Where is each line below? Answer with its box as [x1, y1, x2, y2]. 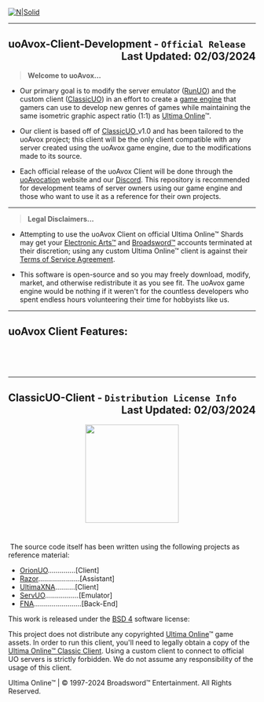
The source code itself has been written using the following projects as [9, 542, 240, 551]
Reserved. [8, 686, 42, 696]
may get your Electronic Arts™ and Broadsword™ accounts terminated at [19, 237, 253, 247]
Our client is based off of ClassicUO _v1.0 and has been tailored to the [19, 126, 244, 135]
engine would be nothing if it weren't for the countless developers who [19, 286, 249, 296]
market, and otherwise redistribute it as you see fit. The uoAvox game [19, 277, 245, 287]
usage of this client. [8, 663, 72, 672]
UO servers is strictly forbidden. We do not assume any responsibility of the [8, 654, 254, 663]
